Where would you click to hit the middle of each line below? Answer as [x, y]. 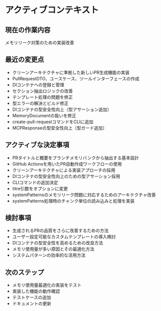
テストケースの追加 [32, 297]
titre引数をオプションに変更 [40, 188]
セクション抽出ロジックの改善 [42, 91]
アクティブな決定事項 [37, 145]
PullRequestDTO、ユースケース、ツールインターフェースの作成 [76, 78]
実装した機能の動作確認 [36, 291]
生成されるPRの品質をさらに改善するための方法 [60, 231]
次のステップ [25, 272]
